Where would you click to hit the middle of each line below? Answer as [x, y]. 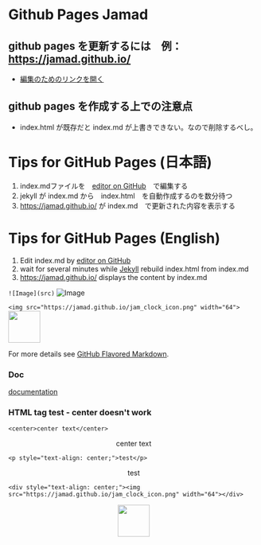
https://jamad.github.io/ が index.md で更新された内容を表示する [128, 205]
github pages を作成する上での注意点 [101, 106]
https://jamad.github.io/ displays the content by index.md [113, 277]
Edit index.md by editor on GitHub [75, 260]
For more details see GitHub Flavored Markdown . [89, 354]
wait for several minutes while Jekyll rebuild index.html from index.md [134, 269]
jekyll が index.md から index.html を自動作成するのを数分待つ [126, 196]
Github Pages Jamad [78, 15]
